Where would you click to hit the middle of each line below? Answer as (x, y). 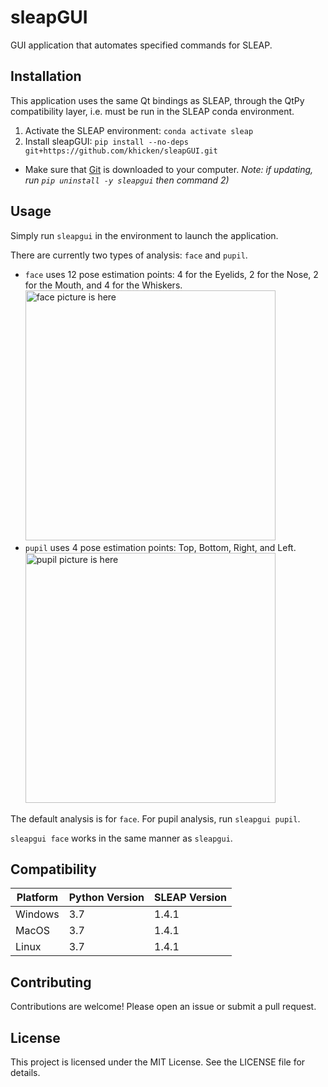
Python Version (106, 898)
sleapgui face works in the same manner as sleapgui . (121, 838)
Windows (37, 914)
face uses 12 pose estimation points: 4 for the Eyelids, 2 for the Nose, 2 (171, 274)
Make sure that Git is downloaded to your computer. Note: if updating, (169, 169)
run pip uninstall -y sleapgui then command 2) (127, 180)
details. (25, 1072)
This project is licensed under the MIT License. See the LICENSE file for (158, 1062)
